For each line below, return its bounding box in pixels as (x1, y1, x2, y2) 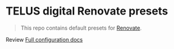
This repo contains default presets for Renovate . (20, 24, 142, 31)
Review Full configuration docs (5, 36, 83, 43)
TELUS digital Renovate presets (5, 4, 169, 18)
